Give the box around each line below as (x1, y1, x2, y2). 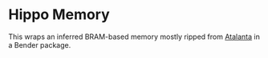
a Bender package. (8, 40, 71, 49)
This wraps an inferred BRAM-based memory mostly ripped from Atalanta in (8, 32, 261, 41)
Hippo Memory (8, 6, 110, 24)
